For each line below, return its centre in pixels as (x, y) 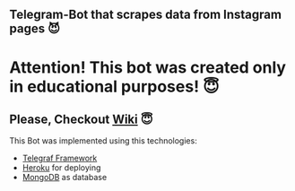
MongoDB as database (65, 178)
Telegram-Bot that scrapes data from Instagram (146, 15)
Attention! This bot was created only (148, 67)
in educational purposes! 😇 (114, 87)
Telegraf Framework (60, 158)
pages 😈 (35, 29)
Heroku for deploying (61, 168)
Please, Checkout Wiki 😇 (81, 119)
